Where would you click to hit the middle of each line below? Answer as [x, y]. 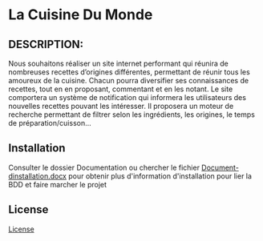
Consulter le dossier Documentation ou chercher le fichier [104, 167]
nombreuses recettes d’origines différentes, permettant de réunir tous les [129, 72]
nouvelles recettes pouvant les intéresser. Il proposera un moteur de [121, 106]
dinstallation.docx [37, 176]
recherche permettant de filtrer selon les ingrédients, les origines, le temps [131, 114]
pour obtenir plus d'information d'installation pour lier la [160, 176]
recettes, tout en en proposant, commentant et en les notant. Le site [121, 89]
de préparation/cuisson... [50, 123]
